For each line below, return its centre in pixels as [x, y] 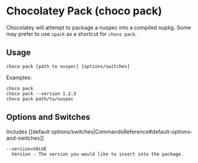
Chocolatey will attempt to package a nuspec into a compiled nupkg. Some [99, 27]
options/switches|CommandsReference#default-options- [122, 131]
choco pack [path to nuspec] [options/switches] [68, 66]
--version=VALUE [26, 149]
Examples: [19, 77]
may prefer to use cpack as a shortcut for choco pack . [71, 33]
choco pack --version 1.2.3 [41, 94]
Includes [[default [28, 131]
